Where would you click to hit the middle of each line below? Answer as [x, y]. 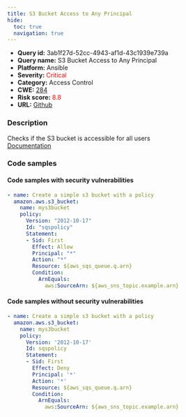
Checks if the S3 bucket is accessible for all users [79, 138]
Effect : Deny [51, 368]
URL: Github [35, 105]
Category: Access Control [55, 83]
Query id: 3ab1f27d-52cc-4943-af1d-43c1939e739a [93, 53]
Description [28, 123]
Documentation [29, 145]
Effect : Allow [53, 247]
